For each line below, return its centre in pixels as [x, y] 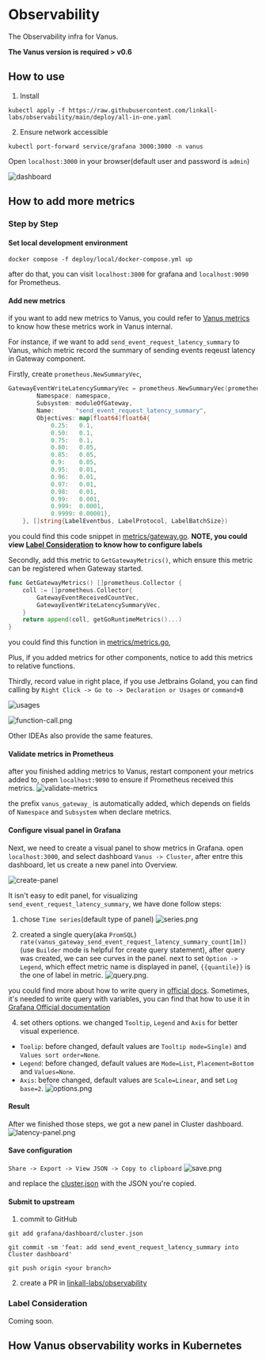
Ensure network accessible [64, 131]
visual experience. [49, 1031]
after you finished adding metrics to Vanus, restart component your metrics [131, 771]
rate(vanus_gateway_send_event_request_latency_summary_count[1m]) [133, 942]
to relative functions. [42, 666]
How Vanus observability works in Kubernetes [125, 1345]
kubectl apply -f [37, 110]
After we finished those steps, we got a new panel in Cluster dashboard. [126, 1124]
